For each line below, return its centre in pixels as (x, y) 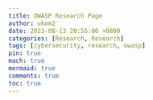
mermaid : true (32, 69)
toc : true (25, 83)
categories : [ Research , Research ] (66, 38)
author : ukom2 (32, 23)
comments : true (34, 76)
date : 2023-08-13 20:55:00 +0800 (64, 31)
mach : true (27, 61)
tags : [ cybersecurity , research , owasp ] (77, 46)
